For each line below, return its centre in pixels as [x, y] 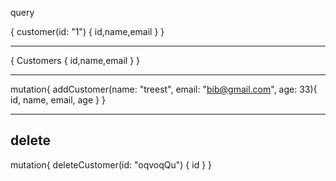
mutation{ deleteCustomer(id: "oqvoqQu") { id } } [111, 164]
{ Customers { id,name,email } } [75, 60]
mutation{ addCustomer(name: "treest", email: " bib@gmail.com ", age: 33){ [164, 89]
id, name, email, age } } [58, 100]
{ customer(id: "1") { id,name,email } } [87, 31]
